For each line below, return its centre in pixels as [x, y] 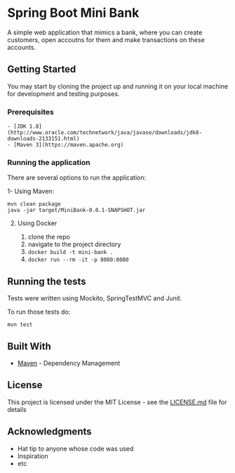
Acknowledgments [50, 432]
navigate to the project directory [74, 244]
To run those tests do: [39, 312]
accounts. [22, 47]
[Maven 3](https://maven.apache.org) [69, 145]
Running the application [49, 162]
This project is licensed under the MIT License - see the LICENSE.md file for [117, 402]
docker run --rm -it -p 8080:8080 [78, 260]
